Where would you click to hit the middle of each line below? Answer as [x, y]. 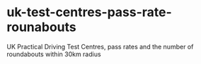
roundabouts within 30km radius [54, 54]
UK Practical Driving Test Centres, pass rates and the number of [100, 46]
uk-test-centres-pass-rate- [90, 12]
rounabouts [41, 27]
